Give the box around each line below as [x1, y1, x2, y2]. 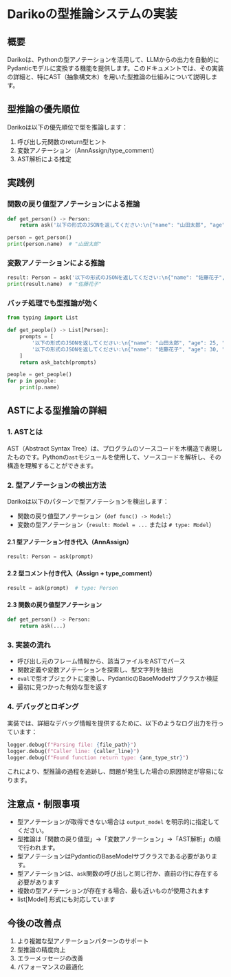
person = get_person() [7, 234, 72, 241]
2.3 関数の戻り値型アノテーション [7, 600, 102, 608]
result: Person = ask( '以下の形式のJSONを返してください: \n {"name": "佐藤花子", [7, 274, 225, 281]
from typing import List [7, 314, 78, 321]
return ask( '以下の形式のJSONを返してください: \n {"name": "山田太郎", [19, 222, 207, 229]
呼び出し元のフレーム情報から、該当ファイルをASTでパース [16, 657, 186, 666]
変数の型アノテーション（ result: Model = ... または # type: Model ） [16, 521, 215, 529]
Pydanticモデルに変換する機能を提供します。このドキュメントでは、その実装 [7, 64, 224, 72]
